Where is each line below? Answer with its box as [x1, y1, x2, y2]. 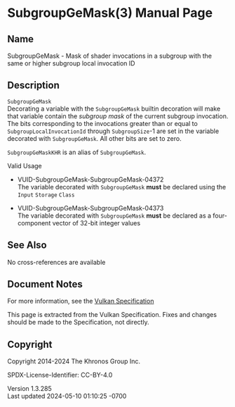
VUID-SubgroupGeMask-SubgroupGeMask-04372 [17, 175, 164, 184]
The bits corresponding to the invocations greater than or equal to [7, 119, 198, 127]
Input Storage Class [17, 192, 75, 199]
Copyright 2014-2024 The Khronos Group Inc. [7, 357, 140, 365]
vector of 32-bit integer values [52, 218, 141, 227]
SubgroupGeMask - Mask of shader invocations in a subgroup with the [7, 51, 213, 60]
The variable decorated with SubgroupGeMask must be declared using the [17, 182, 227, 191]
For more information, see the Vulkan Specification [7, 297, 154, 306]
